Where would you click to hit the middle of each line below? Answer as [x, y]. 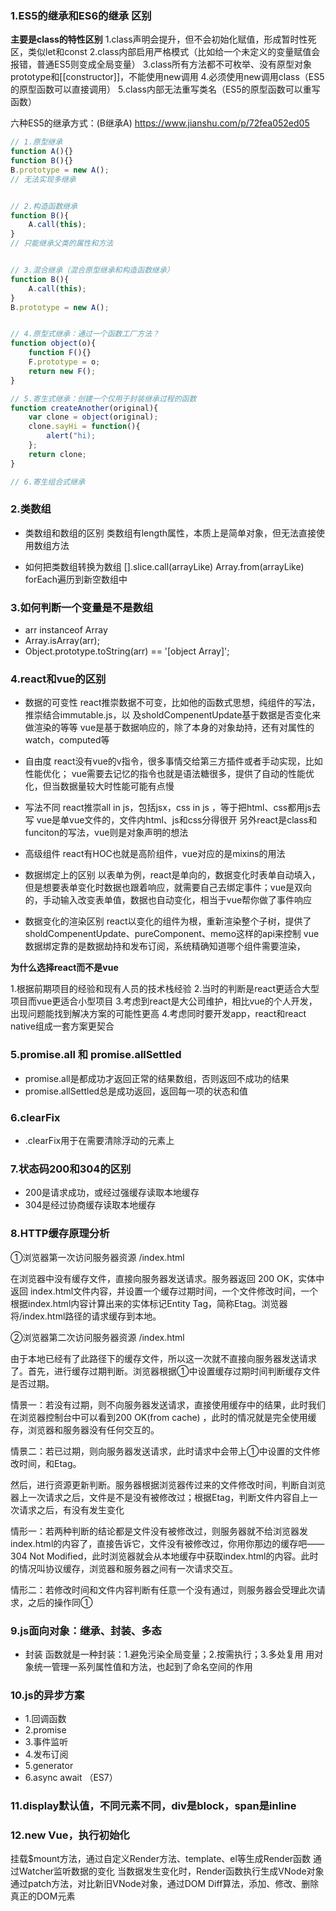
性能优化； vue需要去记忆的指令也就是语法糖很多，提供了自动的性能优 [169, 774]
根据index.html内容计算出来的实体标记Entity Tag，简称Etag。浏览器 [149, 1303]
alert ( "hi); [71, 436]
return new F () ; [62, 371]
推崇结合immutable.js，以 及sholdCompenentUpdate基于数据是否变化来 [173, 715]
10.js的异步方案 [47, 1695]
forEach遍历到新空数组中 [76, 579]
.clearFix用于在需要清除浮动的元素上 [99, 1141]
